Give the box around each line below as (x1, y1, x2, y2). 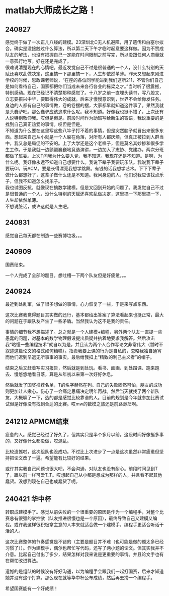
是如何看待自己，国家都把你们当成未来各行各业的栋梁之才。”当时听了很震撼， (5, 83, 164, 89)
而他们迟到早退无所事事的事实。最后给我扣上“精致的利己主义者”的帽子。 (5, 354, 155, 360)
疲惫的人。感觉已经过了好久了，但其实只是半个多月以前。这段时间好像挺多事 (5, 432, 164, 438)
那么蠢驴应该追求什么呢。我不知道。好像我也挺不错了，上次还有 (31, 109, 164, 114)
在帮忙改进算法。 (5, 558, 41, 564)
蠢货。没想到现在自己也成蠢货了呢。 (5, 478, 80, 484)
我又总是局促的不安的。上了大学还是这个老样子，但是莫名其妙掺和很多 (14, 140, 159, 146)
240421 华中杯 (5, 494, 51, 503)
